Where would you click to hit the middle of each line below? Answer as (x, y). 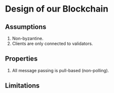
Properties (21, 59)
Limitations (22, 86)
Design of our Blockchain (57, 9)
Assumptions (26, 27)
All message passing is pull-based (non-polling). (60, 70)
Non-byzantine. (28, 38)
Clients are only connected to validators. (52, 44)
